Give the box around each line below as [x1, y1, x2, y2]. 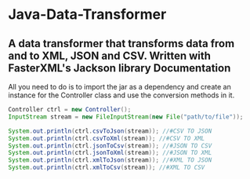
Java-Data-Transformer [8, 5, 167, 24]
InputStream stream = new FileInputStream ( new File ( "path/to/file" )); [8, 112, 244, 121]
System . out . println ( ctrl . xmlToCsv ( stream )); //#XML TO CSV [8, 163, 205, 172]
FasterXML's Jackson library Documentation [8, 61, 231, 75]
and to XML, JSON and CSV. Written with [8, 49, 212, 62]
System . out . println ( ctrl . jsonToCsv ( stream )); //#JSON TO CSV [8, 141, 212, 150]
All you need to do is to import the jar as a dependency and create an [8, 82, 231, 91]
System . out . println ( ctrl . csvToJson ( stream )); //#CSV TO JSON [8, 127, 212, 135]
